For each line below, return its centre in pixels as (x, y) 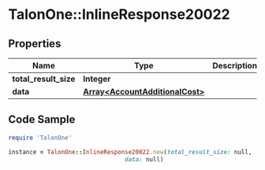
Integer (97, 79)
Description (235, 66)
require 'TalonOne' (40, 138)
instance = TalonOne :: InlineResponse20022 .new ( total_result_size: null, (130, 152)
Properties (35, 44)
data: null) (144, 159)
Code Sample (42, 120)
